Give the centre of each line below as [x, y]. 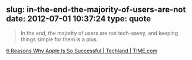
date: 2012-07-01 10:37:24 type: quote [79, 19]
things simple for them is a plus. [59, 39]
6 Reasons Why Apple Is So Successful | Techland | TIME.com [82, 51]
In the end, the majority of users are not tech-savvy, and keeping [99, 33]
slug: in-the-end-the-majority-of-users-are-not [96, 10]
